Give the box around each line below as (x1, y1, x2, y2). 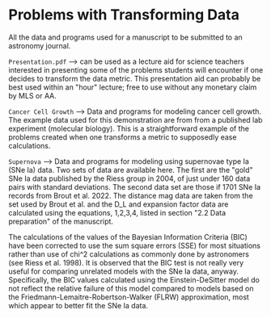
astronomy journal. (8, 40, 71, 50)
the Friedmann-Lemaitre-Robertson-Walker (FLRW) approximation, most (8, 292, 249, 302)
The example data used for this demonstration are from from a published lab (8, 115, 263, 124)
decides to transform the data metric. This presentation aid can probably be (8, 73, 261, 83)
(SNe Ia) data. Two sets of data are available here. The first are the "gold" (8, 165, 253, 174)
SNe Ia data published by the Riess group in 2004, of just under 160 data (8, 174, 251, 183)
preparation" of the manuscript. (8, 216, 114, 226)
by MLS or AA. (8, 90, 57, 100)
